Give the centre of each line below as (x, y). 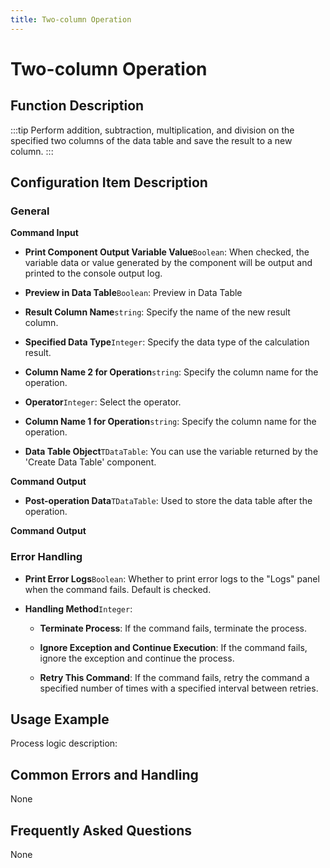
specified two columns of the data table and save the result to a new (151, 140)
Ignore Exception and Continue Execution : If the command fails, (173, 647)
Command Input (44, 233)
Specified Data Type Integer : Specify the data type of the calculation (167, 342)
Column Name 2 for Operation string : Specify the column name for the (171, 372)
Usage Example (60, 719)
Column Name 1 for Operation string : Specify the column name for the (170, 422)
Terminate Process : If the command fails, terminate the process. (173, 628)
